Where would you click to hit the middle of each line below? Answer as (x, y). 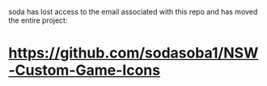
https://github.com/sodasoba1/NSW (133, 53)
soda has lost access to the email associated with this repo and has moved (133, 12)
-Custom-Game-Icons (84, 70)
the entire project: (38, 20)
